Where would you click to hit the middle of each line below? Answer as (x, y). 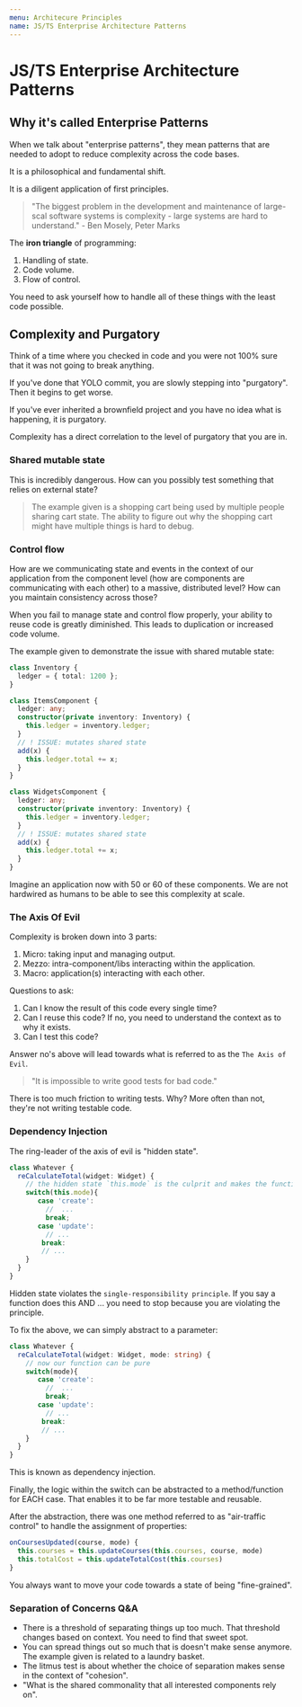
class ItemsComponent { (54, 701)
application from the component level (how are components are (127, 578)
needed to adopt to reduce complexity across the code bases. (124, 154)
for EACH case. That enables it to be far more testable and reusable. (136, 1499)
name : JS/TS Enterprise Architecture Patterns (98, 26)
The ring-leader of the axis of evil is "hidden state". (104, 1151)
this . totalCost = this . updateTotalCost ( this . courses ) (120, 1559)
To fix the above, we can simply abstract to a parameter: (114, 1329)
